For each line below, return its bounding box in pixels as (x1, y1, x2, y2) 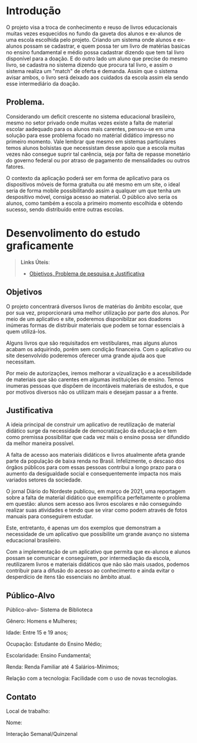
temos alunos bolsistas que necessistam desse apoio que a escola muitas (6, 144, 185, 151)
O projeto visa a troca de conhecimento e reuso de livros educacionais (6, 24, 178, 31)
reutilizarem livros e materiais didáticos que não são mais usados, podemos (6, 561, 190, 568)
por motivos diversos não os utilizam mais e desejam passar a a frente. (6, 388, 178, 395)
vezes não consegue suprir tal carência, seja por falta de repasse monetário (6, 150, 191, 158)
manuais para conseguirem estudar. (6, 513, 94, 520)
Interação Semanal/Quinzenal (6, 730, 78, 737)
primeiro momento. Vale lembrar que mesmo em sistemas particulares (6, 138, 176, 145)
